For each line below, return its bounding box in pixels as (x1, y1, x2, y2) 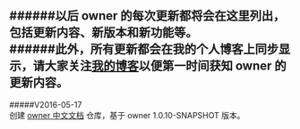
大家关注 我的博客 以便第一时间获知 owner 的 (44, 59, 287, 74)
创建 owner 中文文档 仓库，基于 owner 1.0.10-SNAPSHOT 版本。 (9, 109, 245, 120)
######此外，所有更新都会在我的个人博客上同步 (9, 42, 279, 57)
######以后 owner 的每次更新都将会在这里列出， (9, 8, 286, 24)
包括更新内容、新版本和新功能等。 (9, 25, 198, 40)
